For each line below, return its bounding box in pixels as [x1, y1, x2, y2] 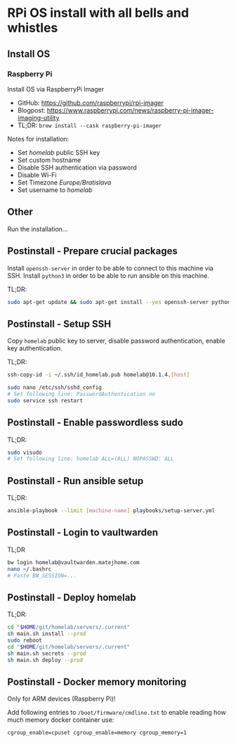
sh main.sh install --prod [7, 630, 86, 637]
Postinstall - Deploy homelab [7, 591, 136, 603]
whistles [7, 20, 58, 36]
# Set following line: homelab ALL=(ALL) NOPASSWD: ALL [7, 455, 174, 462]
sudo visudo [7, 449, 42, 456]
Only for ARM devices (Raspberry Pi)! [7, 694, 116, 703]
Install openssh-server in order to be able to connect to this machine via [7, 264, 214, 272]
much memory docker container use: [7, 716, 114, 724]
